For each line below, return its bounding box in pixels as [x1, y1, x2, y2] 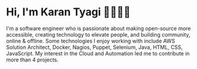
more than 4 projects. [6, 56, 59, 63]
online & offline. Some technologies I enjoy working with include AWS [6, 37, 176, 44]
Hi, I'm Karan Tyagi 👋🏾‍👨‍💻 [6, 5, 131, 19]
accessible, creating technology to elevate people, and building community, [6, 31, 190, 38]
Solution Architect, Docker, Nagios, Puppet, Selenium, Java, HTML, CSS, [6, 44, 183, 51]
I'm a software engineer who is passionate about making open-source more [6, 25, 191, 32]
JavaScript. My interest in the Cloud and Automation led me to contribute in [6, 50, 190, 57]
